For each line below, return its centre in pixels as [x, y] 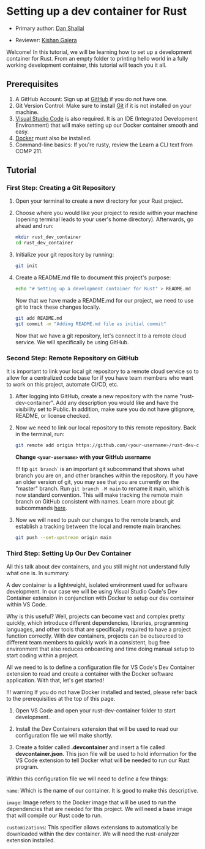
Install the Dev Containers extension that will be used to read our [97, 729]
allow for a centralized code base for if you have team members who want [100, 377]
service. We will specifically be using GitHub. [72, 342]
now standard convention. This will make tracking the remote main [99, 495]
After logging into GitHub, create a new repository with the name [97, 396]
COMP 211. [29, 151]
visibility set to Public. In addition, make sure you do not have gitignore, [105, 409]
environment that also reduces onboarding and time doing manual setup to [100, 649]
